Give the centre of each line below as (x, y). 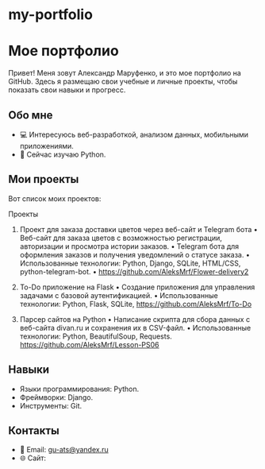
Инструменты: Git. (51, 405)
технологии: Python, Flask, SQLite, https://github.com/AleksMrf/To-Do (136, 304)
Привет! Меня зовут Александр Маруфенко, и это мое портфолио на (125, 73)
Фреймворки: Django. (56, 397)
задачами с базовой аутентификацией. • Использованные (119, 295)
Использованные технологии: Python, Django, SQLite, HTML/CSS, (130, 263)
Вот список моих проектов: (55, 198)
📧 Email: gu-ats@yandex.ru (64, 450)
